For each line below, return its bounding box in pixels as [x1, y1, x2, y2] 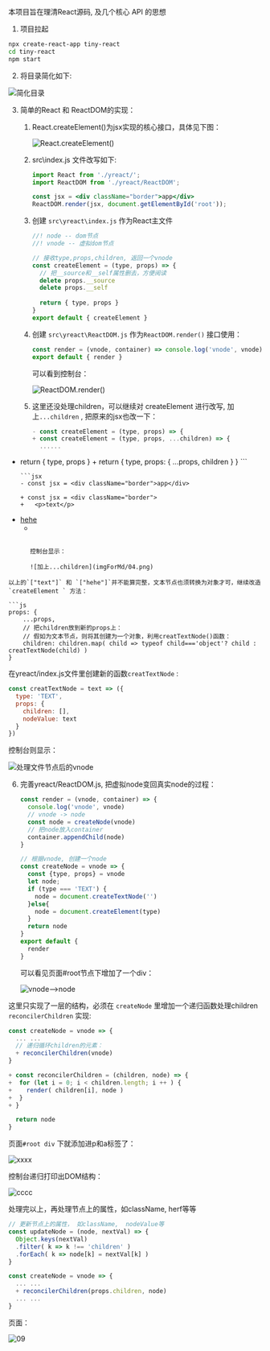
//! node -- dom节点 [31, 232, 99, 240]
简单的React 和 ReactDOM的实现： [19, 105, 136, 114]
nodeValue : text [22, 715, 78, 723]
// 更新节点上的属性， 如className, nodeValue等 [8, 1221, 165, 1229]
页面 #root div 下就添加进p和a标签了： [8, 1138, 136, 1149]
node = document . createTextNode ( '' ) [35, 892, 157, 900]
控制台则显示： [8, 746, 58, 755]
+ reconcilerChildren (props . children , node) [15, 1287, 167, 1295]
